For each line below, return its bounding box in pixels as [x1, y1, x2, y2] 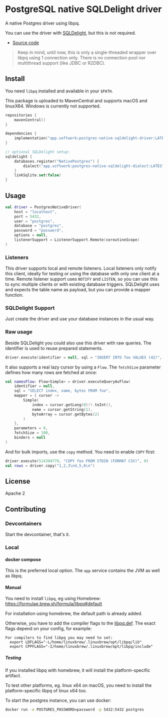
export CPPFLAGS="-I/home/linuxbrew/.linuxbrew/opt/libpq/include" [9, 644, 153, 649]
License [5, 477, 30, 486]
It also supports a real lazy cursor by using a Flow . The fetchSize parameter [5, 364, 161, 370]
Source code [12, 39, 39, 46]
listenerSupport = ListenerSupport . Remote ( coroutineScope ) [14, 237, 140, 243]
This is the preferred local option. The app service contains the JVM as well [5, 567, 160, 573]
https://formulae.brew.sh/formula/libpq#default [5, 601, 102, 607]
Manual [5, 584, 21, 590]
